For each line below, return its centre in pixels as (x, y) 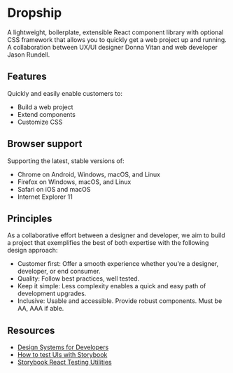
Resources (31, 330)
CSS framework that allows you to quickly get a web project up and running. (117, 39)
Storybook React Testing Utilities (64, 363)
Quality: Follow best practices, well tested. (78, 279)
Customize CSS (40, 122)
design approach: (33, 251)
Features (27, 77)
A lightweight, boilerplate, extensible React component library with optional (115, 32)
